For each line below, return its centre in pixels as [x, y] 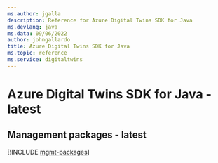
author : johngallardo [39, 40]
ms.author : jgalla [34, 14]
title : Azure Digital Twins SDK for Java [69, 46]
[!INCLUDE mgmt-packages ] [48, 152]
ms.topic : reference [38, 53]
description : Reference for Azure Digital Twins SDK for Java [100, 20]
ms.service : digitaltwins [45, 60]
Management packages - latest [77, 135]
